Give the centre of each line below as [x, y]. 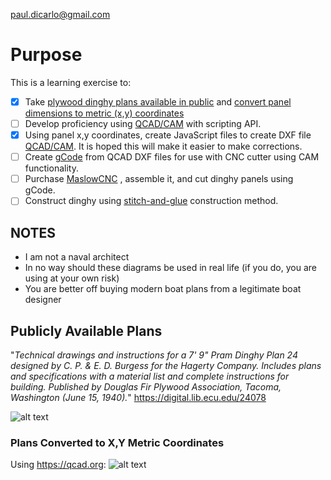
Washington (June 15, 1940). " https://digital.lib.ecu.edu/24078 [138, 397]
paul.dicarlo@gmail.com [60, 14]
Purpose [46, 55]
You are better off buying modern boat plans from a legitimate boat [163, 289]
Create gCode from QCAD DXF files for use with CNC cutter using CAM [172, 157]
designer [43, 300]
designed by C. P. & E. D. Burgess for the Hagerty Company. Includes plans [166, 365]
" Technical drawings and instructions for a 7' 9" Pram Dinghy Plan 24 [154, 355]
